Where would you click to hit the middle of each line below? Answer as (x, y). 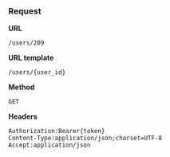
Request (25, 11)
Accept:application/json (49, 145)
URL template (31, 58)
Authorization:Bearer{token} (57, 131)
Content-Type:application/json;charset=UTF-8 (85, 138)
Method (22, 87)
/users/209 (26, 43)
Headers (23, 116)
